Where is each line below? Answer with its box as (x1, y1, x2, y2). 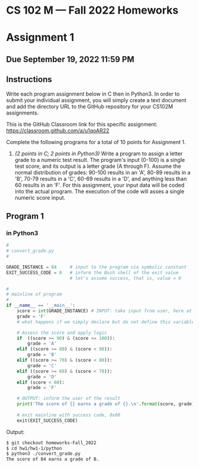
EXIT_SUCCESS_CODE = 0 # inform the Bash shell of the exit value (6, 269, 179, 276)
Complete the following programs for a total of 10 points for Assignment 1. (6, 138, 186, 145)
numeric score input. (14, 194, 66, 201)
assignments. (6, 109, 39, 116)
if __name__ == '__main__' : (6, 303, 76, 308)
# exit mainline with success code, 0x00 (17, 412, 120, 418)
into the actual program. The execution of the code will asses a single (14, 187, 185, 195)
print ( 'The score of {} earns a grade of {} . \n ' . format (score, (17, 401, 176, 407)
